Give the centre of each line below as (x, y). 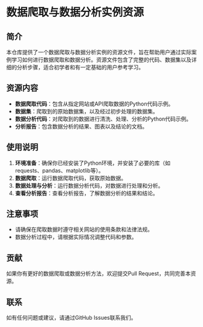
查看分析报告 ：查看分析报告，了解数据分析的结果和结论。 (86, 193)
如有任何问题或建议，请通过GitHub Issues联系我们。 (71, 318)
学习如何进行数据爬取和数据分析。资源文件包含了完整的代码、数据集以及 (101, 60)
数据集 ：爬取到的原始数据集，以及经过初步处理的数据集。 (86, 111)
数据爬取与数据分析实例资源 (75, 12)
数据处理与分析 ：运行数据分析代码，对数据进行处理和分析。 (89, 185)
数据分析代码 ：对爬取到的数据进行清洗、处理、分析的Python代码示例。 (103, 119)
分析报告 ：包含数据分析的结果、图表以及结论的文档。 (81, 126)
